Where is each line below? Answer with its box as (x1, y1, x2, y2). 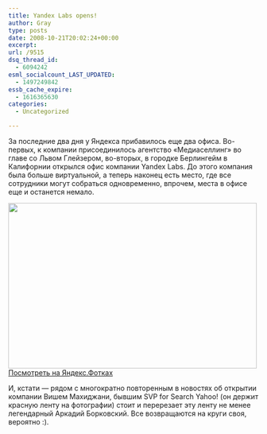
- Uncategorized (15, 108, 69, 116)
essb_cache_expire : (8, 85, 73, 94)
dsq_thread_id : (8, 56, 59, 64)
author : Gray (8, 19, 52, 27)
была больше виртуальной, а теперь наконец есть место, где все (8, 170, 232, 180)
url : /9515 (8, 48, 44, 56)
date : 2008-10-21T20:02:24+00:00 (8, 33, 119, 42)
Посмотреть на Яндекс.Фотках (8, 368, 114, 378)
